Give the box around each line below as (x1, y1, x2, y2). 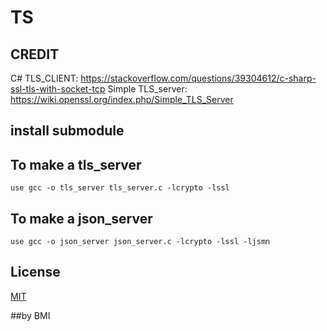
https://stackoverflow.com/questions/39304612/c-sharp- (80, 72, 317, 84)
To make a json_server (10, 210, 153, 227)
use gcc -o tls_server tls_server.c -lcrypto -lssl (10, 183, 230, 193)
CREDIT (10, 46, 60, 63)
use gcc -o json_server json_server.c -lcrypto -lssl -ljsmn (10, 237, 271, 247)
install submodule (10, 122, 125, 140)
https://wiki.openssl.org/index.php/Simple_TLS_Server (10, 94, 234, 105)
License (10, 264, 61, 281)
